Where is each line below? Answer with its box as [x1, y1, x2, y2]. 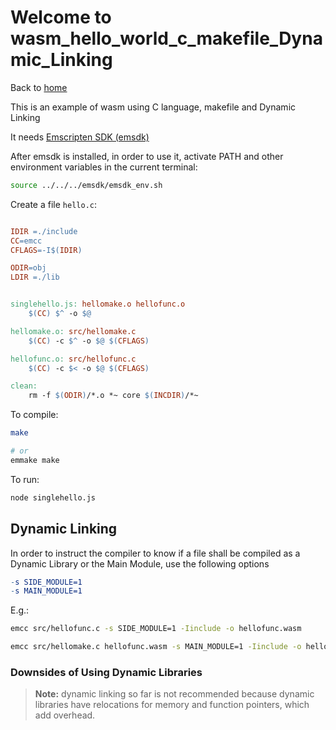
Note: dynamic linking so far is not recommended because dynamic [34, 688, 315, 700]
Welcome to [10, 6, 112, 29]
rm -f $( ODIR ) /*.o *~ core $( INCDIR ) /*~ [28, 391, 199, 401]
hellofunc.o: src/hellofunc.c [10, 354, 137, 364]
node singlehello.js [10, 492, 97, 503]
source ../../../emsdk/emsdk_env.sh [10, 180, 163, 190]
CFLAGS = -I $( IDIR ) [10, 245, 83, 255]
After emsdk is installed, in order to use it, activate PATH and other [10, 150, 284, 162]
